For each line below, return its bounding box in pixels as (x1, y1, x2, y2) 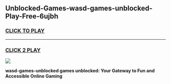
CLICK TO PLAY (5, 27, 45, 35)
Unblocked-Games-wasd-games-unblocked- (5, 4, 153, 13)
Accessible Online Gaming (5, 73, 63, 79)
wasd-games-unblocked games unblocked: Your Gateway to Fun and (5, 67, 155, 73)
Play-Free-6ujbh (5, 12, 59, 21)
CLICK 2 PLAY (5, 46, 41, 53)
